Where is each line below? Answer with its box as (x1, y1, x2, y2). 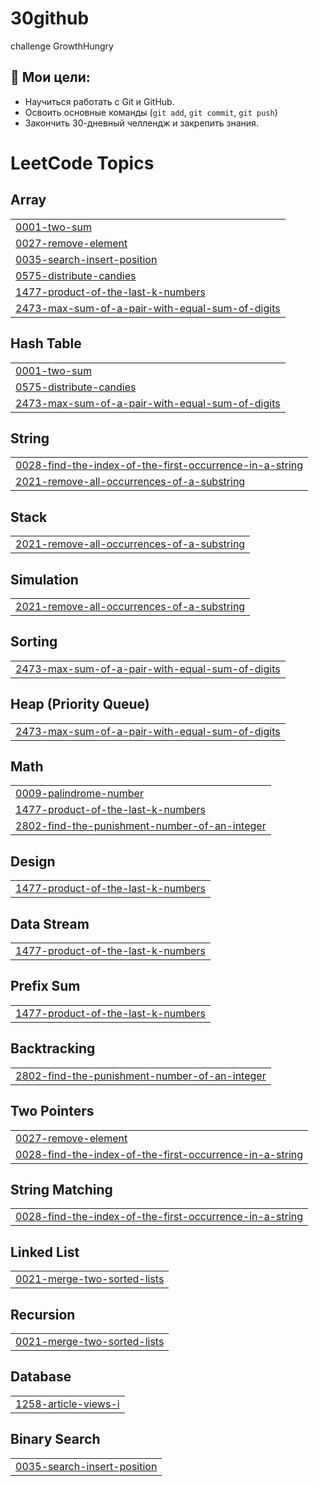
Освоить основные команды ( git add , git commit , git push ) (24, 106, 278, 118)
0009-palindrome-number (15, 787, 144, 801)
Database (10, 1368, 72, 1386)
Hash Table (10, 335, 82, 352)
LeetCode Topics (10, 152, 155, 174)
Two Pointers (10, 1103, 95, 1120)
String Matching (10, 1181, 113, 1198)
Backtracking (10, 1040, 96, 1057)
